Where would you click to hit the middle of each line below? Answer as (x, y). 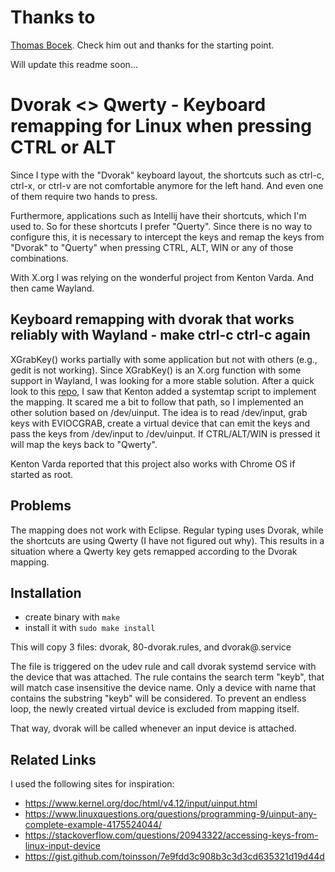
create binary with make (72, 617)
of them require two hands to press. (84, 196)
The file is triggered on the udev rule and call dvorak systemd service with (163, 667)
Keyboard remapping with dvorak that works (152, 319)
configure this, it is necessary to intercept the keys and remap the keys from (167, 237)
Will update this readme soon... (74, 64)
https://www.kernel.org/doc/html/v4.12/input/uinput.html (141, 803)
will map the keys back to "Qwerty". (84, 444)
